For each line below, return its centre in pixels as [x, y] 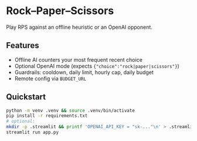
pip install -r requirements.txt [47, 116]
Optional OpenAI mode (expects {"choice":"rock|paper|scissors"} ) [97, 66]
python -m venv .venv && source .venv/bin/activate [70, 110]
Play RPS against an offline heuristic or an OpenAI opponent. [79, 27]
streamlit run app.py [33, 132]
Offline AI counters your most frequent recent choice [78, 59]
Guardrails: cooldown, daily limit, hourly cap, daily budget [84, 72]
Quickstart [26, 97]
